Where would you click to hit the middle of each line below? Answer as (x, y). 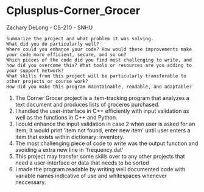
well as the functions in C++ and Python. (66, 117)
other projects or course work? (47, 81)
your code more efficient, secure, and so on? (66, 55)
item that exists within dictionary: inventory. (70, 137)
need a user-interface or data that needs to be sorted (82, 163)
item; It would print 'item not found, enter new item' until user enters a (103, 130)
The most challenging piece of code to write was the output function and (107, 143)
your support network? (35, 71)
